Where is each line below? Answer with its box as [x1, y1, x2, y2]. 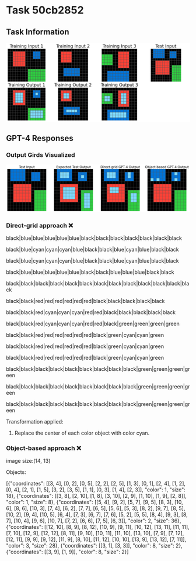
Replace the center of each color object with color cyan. [14, 429, 150, 436]
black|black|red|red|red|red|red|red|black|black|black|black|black [6, 297, 165, 304]
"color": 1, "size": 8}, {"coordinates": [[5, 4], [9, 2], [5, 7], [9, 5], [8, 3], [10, [6, 498, 183, 506]
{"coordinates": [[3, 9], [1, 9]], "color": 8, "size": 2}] [6, 548, 129, 556]
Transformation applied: [6, 418, 64, 425]
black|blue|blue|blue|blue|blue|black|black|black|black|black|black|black [6, 235, 182, 242]
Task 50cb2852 [6, 4, 84, 17]
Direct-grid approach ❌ [6, 221, 73, 229]
